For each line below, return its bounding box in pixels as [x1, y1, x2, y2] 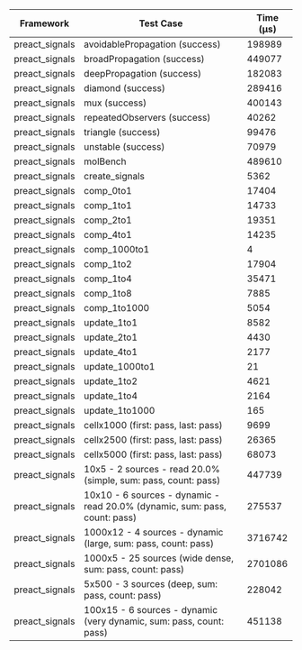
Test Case [138, 17, 183, 30]
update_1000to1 [84, 361, 155, 372]
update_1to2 [84, 375, 138, 387]
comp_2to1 [84, 214, 132, 226]
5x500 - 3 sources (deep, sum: [84, 578, 218, 590]
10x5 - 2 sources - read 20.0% [84, 463, 220, 475]
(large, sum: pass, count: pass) [84, 537, 214, 549]
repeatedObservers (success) [84, 112, 211, 124]
